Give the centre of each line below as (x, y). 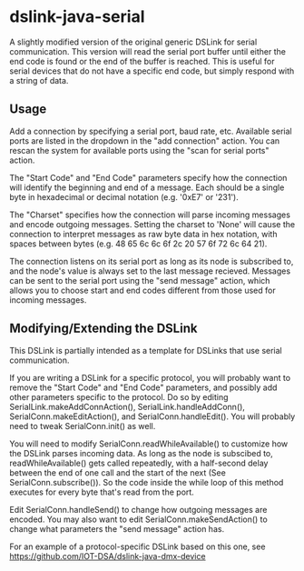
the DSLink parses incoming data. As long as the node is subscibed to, (142, 453)
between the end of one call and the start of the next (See (118, 472)
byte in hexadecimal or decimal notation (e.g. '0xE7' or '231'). (124, 196)
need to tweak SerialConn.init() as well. (83, 426)
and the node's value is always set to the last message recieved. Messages (150, 271)
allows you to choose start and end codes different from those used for (142, 290)
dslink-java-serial (77, 17)
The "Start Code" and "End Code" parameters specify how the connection (148, 177)
